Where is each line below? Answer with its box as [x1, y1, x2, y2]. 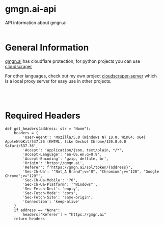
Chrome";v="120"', [5, 173, 43, 178]
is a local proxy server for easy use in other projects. [5, 78, 111, 84]
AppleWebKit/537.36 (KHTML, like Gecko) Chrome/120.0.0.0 [5, 139, 126, 144]
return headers [14, 216, 45, 221]
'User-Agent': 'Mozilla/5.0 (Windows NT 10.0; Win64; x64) [23, 135, 146, 140]
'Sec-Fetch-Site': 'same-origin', [23, 195, 93, 200]
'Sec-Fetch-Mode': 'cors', [23, 190, 78, 196]
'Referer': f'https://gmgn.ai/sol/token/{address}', [23, 165, 133, 170]
